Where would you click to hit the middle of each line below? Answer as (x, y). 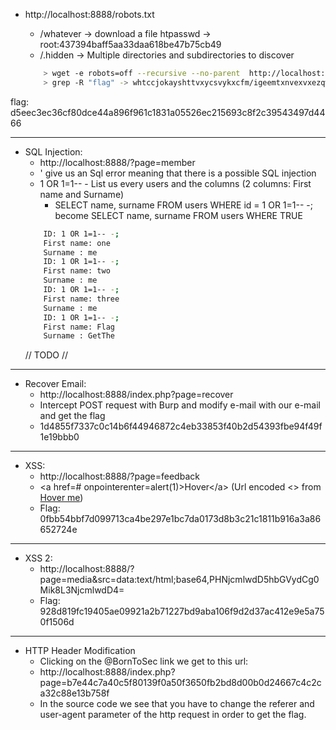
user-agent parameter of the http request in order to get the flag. (173, 715)
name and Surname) (81, 194)
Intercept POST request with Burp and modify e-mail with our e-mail (180, 405)
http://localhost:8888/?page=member (117, 162)
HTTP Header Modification (80, 651)
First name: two (77, 271)
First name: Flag (79, 327)
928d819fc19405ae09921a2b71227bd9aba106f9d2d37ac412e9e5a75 (182, 611)
